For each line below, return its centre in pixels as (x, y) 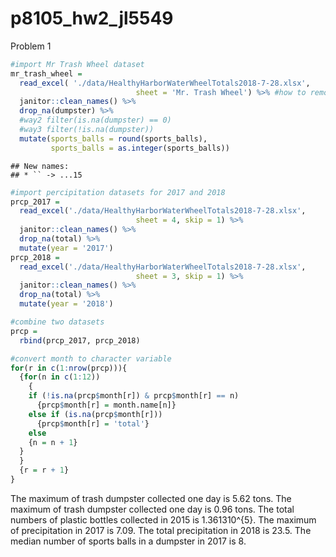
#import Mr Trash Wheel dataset (77, 64)
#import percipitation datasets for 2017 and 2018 (118, 192)
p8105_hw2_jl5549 (92, 18)
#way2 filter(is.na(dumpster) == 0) (95, 120)
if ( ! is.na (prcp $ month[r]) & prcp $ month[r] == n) (134, 396)
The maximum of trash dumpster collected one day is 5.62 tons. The (151, 498)
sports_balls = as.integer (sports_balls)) (140, 148)
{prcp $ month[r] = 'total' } (93, 423)
